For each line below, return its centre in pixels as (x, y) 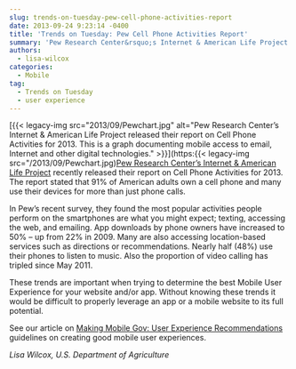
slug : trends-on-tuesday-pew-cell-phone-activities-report (121, 17)
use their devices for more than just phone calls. (98, 191)
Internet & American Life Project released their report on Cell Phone (133, 135)
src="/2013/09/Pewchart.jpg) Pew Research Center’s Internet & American (143, 163)
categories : (31, 68)
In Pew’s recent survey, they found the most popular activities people (136, 209)
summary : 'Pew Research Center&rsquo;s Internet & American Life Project (149, 42)
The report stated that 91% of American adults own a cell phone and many (145, 182)
